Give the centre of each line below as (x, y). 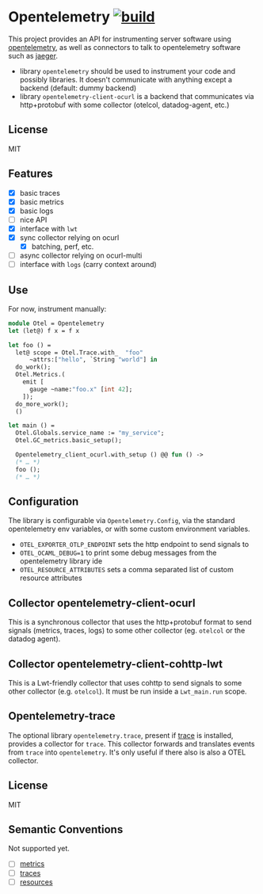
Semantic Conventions (66, 829)
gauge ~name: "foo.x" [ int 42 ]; (81, 389)
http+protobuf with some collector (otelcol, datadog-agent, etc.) (124, 105)
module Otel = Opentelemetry (56, 323)
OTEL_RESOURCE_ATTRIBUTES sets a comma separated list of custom (126, 570)
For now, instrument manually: (57, 308)
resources (36, 882)
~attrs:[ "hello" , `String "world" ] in (93, 360)
